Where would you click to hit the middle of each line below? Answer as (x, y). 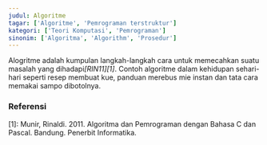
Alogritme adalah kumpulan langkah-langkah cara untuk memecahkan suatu (134, 61)
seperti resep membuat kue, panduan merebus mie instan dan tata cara (140, 77)
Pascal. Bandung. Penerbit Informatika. (73, 132)
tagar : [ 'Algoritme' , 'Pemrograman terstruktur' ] (93, 23)
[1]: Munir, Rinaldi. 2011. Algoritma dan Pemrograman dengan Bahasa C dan (132, 123)
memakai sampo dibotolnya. (55, 86)
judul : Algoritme (37, 16)
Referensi (27, 107)
